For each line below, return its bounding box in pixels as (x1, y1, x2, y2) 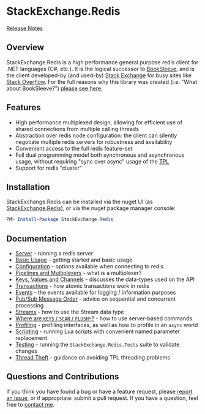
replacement (15, 334, 48, 342)
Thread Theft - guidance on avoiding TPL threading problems (15, 354, 170, 361)
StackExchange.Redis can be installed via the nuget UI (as (6, 198, 153, 206)
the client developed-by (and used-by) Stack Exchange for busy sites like (6, 72, 192, 79)
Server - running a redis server (15, 250, 94, 257)
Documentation (6, 233, 67, 244)
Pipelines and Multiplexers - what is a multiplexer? (15, 269, 142, 277)
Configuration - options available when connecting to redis (15, 263, 164, 270)
